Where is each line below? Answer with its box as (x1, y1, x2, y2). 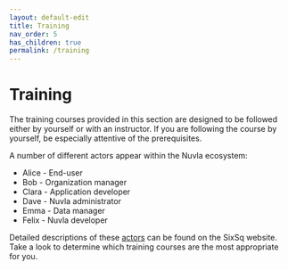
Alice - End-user (21, 168, 83, 178)
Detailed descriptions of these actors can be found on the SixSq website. (9, 233, 278, 243)
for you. (9, 251, 38, 262)
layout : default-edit (9, 12, 90, 22)
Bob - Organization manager (21, 177, 128, 188)
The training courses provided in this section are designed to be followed (9, 114, 278, 125)
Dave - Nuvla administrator (21, 196, 122, 207)
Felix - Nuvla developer (21, 215, 109, 225)
